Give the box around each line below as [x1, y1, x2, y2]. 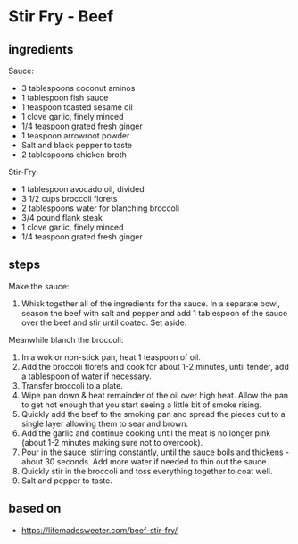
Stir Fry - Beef [8, 6, 114, 27]
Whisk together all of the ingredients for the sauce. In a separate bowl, [21, 297, 280, 309]
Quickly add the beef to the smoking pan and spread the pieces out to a [21, 408, 286, 419]
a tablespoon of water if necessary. [21, 371, 153, 381]
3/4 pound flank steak [21, 213, 103, 222]
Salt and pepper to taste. [21, 475, 112, 486]
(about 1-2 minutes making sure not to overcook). [21, 437, 203, 448]
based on [8, 501, 62, 516]
